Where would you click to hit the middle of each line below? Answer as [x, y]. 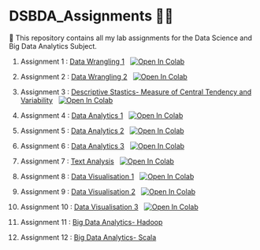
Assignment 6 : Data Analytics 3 [72, 145]
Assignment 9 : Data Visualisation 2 [78, 191]
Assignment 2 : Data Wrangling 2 [74, 76]
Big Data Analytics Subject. [53, 46]
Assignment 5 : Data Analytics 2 [72, 131]
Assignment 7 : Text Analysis [67, 161]
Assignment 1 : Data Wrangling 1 [72, 61]
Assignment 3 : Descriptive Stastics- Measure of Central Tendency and [136, 92]
